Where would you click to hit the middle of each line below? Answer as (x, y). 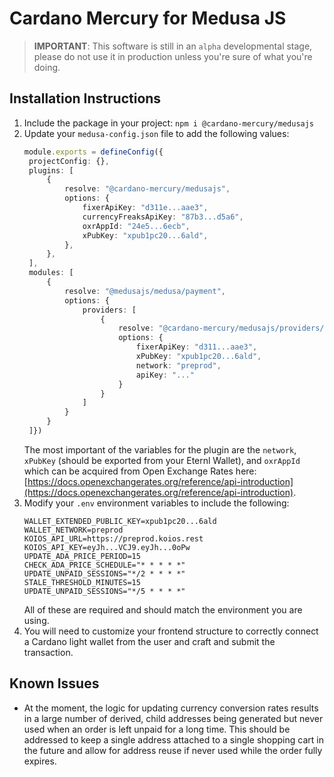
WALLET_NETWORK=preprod (73, 530)
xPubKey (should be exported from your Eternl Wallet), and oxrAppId (162, 460)
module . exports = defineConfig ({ (93, 152)
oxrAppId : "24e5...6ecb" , (136, 226)
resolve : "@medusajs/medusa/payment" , (145, 291)
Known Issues (54, 683)
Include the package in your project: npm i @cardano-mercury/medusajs (169, 123)
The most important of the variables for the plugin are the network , (160, 449)
